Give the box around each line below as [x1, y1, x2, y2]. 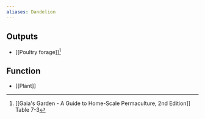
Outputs [6, 32, 38, 42]
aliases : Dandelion [6, 8, 56, 15]
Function [6, 66, 41, 76]
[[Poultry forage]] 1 [15, 47, 61, 56]
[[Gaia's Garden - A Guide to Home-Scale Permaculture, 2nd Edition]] [15, 100, 191, 107]
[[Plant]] [15, 82, 37, 89]
